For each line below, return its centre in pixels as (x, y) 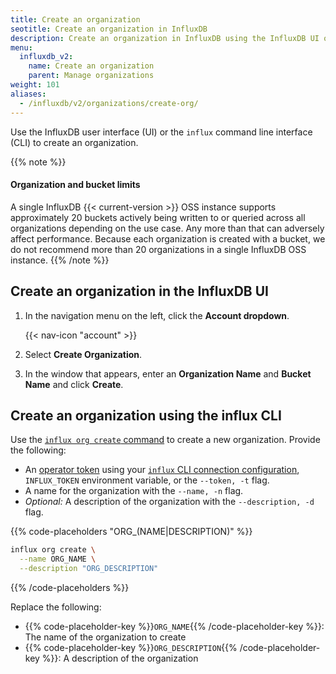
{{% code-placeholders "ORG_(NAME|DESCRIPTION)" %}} (131, 532)
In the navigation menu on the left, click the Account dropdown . (157, 315)
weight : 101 (35, 85)
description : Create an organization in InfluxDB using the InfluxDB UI (165, 38)
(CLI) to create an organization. (74, 142)
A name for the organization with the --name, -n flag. (134, 491)
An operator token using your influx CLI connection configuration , (162, 470)
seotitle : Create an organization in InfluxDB (109, 29)
